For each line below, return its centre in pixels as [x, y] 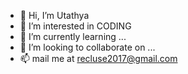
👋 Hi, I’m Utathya [54, 15]
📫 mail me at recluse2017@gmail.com [98, 58]
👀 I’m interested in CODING [75, 26]
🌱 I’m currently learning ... [73, 36]
